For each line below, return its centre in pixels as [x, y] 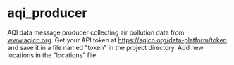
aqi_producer [47, 13]
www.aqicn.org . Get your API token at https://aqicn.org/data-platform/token [117, 40]
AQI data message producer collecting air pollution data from [96, 32]
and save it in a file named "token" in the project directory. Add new [106, 47]
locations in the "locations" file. [53, 55]
